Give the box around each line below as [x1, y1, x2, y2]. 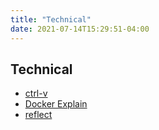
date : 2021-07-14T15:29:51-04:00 [10, 24, 150, 34]
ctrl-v [24, 87, 48, 100]
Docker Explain [24, 98, 88, 110]
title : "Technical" [10, 14, 92, 25]
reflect [24, 109, 53, 121]
